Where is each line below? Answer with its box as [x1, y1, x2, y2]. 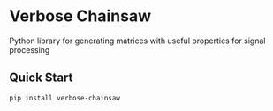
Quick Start [9, 70, 73, 85]
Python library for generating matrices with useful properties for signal [9, 35, 266, 46]
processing [9, 44, 50, 55]
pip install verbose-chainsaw [9, 93, 121, 102]
